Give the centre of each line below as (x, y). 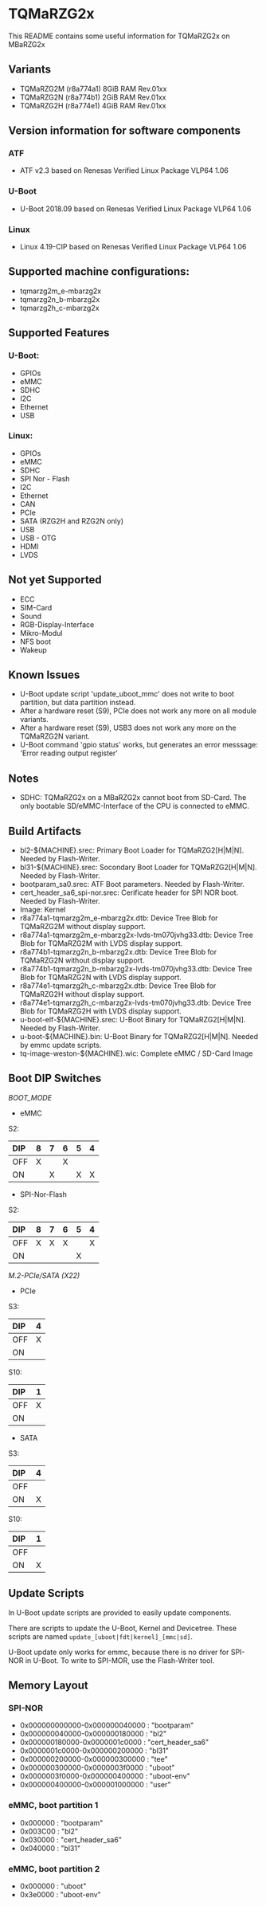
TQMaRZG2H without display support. (82, 994)
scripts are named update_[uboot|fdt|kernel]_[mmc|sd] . (101, 1636)
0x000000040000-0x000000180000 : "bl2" (93, 1734)
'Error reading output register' (68, 753)
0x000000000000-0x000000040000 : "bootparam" (107, 1725)
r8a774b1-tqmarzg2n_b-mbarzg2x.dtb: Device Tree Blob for (118, 952)
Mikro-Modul (41, 633)
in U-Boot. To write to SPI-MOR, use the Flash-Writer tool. (120, 1660)
